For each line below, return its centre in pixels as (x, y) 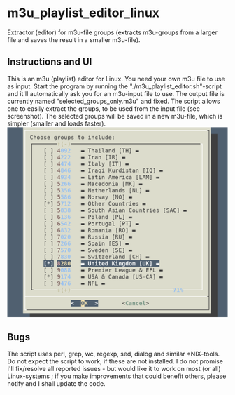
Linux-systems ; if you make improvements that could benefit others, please (117, 376)
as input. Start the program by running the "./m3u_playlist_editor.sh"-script (115, 86)
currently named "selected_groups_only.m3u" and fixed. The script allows (114, 101)
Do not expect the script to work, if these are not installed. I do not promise (115, 361)
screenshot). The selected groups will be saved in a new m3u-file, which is (115, 116)
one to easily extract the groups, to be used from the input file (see (104, 108)
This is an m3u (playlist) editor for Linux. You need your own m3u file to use (116, 79)
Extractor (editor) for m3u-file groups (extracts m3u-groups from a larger (113, 32)
